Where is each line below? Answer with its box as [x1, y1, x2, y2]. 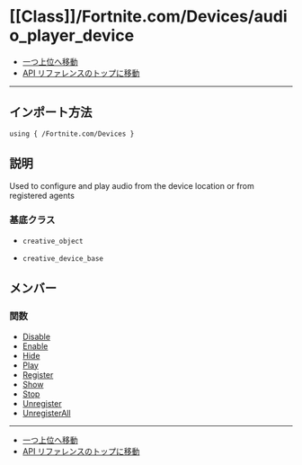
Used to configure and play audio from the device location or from [9, 180, 254, 191]
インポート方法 [9, 105, 93, 121]
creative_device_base [22, 254, 103, 263]
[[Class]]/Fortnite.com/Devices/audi [9, 6, 288, 27]
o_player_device [9, 25, 135, 46]
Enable [22, 340, 49, 352]
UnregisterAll [22, 407, 71, 418]
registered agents [9, 190, 75, 201]
